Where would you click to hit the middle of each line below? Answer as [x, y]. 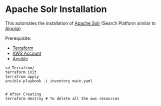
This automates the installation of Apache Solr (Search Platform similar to [80, 23]
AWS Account [27, 53]
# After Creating [23, 94]
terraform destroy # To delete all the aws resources [62, 98]
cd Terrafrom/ [20, 68]
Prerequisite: [18, 38]
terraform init [21, 72]
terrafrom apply [22, 76]
